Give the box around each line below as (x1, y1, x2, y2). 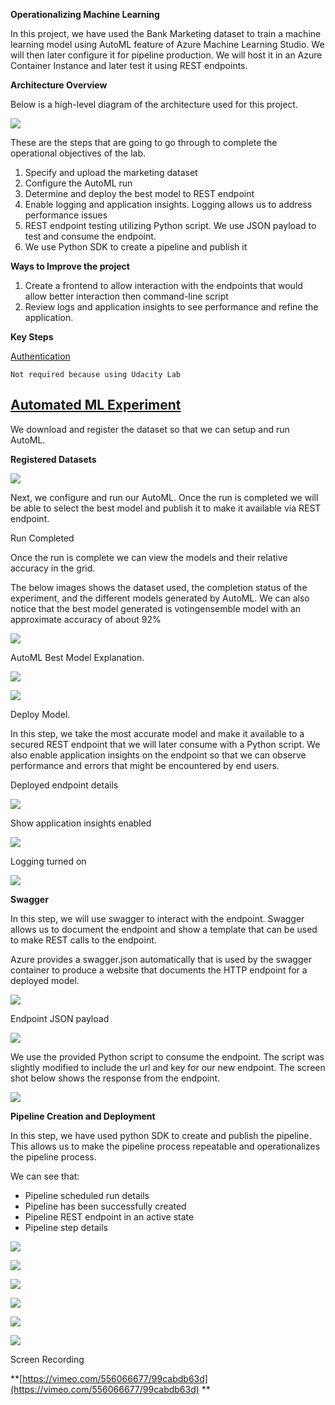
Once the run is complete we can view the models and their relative (10, 551, 288, 563)
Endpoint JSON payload (10, 1012, 110, 1024)
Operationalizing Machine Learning (10, 9, 160, 20)
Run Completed (10, 532, 75, 544)
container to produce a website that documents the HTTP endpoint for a (10, 964, 308, 976)
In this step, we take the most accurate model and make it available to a (10, 727, 305, 739)
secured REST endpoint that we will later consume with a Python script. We (10, 738, 321, 750)
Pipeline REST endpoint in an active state (24, 1210, 195, 1223)
